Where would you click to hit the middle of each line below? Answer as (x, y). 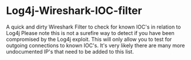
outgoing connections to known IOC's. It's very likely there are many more (95, 45)
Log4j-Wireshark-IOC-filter (74, 11)
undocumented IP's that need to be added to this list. (70, 51)
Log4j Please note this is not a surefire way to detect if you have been (90, 33)
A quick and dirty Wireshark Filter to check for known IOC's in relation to (93, 27)
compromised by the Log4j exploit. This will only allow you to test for (89, 39)
